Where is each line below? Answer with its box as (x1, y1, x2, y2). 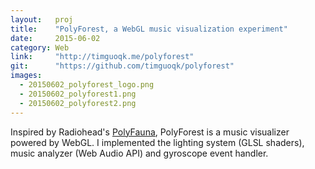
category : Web (10, 42, 70, 53)
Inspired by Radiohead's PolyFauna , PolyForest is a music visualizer (10, 126, 290, 138)
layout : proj (10, 14, 74, 25)
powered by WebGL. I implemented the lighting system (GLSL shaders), (10, 136, 305, 148)
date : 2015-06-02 (10, 33, 101, 43)
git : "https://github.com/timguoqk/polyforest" (10, 61, 235, 71)
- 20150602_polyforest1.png (19, 89, 137, 99)
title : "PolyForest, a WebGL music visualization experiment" (10, 24, 288, 34)
